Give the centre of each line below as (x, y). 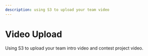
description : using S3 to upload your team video (57, 10)
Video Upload (34, 34)
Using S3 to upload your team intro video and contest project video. (74, 48)
